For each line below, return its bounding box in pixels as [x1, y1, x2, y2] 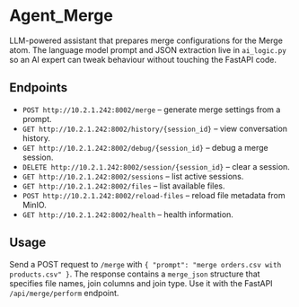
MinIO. [22, 199, 47, 210]
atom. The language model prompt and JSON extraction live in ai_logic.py [9, 44, 287, 55]
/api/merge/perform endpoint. [9, 287, 119, 298]
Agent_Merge [9, 5, 114, 26]
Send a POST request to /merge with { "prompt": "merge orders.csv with [9, 259, 282, 269]
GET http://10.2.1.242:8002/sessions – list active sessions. [22, 171, 244, 181]
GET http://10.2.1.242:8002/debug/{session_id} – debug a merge [22, 142, 268, 153]
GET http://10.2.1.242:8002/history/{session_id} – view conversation [22, 123, 288, 134]
